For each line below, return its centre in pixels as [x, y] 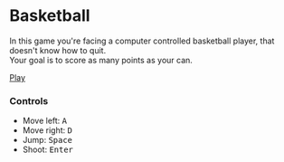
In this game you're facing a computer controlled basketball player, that [142, 41]
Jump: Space [47, 140]
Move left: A [45, 121]
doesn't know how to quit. [58, 50]
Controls [29, 100]
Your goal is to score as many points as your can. [101, 60]
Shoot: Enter [48, 149]
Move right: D [47, 130]
